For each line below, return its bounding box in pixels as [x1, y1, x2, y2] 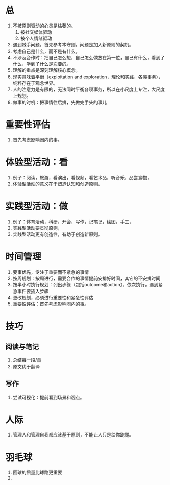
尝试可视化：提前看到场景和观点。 [12, 394, 85, 400]
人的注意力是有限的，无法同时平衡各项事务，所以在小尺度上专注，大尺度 [12, 86, 165, 92]
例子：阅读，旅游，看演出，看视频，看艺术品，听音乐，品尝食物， [12, 174, 152, 180]
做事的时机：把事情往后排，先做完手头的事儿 [12, 99, 107, 105]
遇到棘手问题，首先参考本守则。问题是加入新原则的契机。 [12, 41, 134, 47]
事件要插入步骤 [17, 288, 49, 294]
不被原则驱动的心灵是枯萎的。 [12, 22, 76, 29]
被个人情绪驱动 [20, 35, 52, 41]
